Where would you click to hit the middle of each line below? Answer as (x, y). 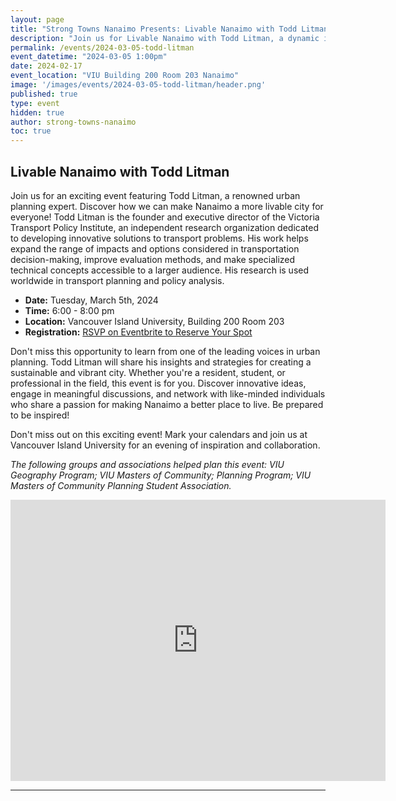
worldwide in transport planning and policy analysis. (117, 280)
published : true (44, 94)
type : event (35, 103)
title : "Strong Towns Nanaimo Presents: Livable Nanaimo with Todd (154, 29)
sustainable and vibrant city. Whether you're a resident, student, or (148, 372)
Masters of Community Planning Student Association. (121, 485)
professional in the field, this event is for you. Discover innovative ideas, (158, 383)
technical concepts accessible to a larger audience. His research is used (160, 270)
